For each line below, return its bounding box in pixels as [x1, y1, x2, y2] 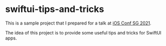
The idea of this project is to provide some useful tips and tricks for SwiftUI [5, 29, 162, 35]
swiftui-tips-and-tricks [5, 3, 104, 15]
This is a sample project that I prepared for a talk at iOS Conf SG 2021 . [5, 20, 152, 26]
